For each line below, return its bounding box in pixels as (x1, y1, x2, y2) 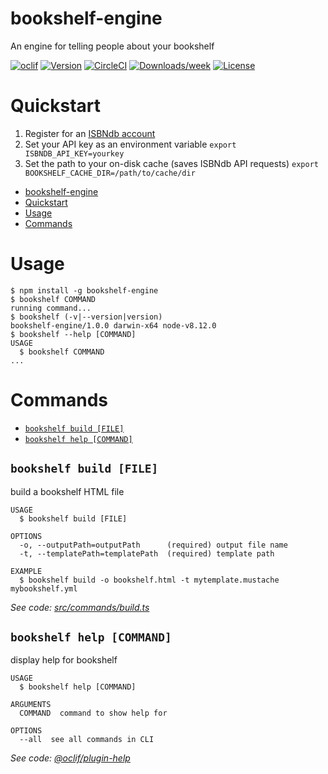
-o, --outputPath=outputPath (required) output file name (19, 540, 288, 550)
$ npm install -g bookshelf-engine (10, 285, 159, 296)
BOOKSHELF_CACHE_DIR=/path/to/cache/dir (24, 168, 196, 178)
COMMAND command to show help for (19, 708, 168, 719)
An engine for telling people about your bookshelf (10, 40, 215, 52)
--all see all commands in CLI (19, 735, 155, 745)
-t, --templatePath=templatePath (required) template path (19, 548, 275, 559)
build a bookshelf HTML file (10, 485, 125, 497)
